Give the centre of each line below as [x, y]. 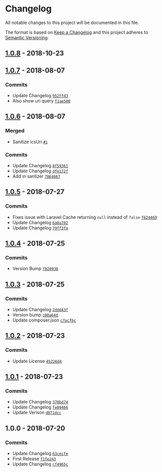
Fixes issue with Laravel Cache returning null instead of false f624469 [84, 217]
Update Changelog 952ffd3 [40, 96]
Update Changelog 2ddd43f [40, 310]
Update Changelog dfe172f [40, 171]
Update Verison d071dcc [37, 412]
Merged [15, 131]
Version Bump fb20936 [35, 269]
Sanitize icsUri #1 [30, 142]
